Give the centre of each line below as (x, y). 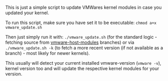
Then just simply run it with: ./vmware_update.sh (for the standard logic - (81, 37)
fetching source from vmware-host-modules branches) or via (70, 42)
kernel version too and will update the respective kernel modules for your (82, 69)
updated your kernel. (27, 13)
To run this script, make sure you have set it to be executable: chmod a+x (81, 23)
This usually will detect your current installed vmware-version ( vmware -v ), (83, 63)
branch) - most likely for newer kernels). (48, 53)
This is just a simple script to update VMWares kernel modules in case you (83, 7)
